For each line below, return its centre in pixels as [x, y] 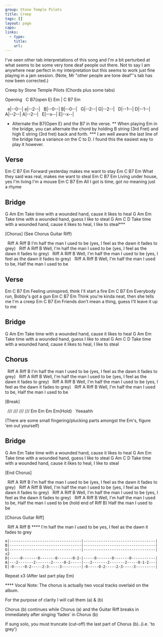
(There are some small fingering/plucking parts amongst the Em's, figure [78, 420]
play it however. [28, 144]
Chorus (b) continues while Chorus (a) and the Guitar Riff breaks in [72, 609]
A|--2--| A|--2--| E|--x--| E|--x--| [40, 114]
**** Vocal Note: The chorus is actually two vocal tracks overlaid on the [77, 585]
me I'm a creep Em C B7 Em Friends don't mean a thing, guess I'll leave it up [81, 302]
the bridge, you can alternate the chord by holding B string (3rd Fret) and [85, 129]
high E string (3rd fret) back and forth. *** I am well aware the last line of [85, 134]
